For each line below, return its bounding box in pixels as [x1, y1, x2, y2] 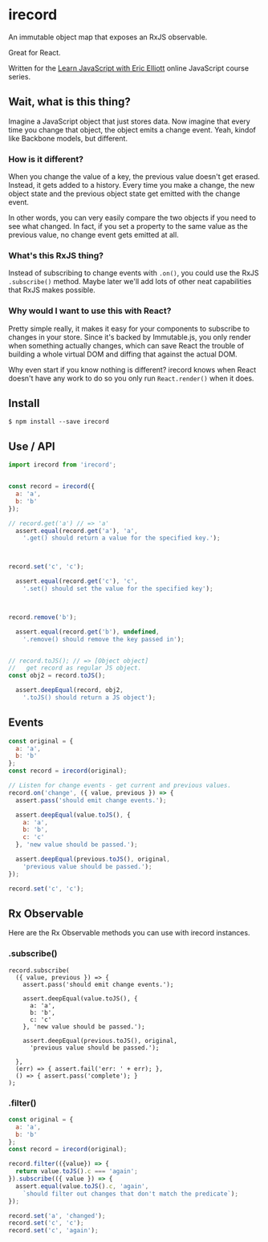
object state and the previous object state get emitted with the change [8, 189, 241, 198]
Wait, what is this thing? [8, 95, 131, 109]
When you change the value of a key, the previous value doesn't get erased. [8, 172, 261, 181]
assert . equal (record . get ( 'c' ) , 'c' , [15, 577, 138, 585]
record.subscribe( [8, 966, 70, 975]
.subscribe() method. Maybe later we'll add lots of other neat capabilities [8, 277, 252, 287]
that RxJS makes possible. [8, 285, 96, 295]
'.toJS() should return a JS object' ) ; [22, 694, 156, 702]
